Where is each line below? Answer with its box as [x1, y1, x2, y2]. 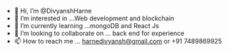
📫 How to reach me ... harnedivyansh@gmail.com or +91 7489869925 [14, 37, 223, 45]
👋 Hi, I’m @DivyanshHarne [14, 7, 92, 15]
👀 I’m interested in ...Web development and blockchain [14, 14, 175, 22]
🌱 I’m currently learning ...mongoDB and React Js [14, 22, 159, 30]
